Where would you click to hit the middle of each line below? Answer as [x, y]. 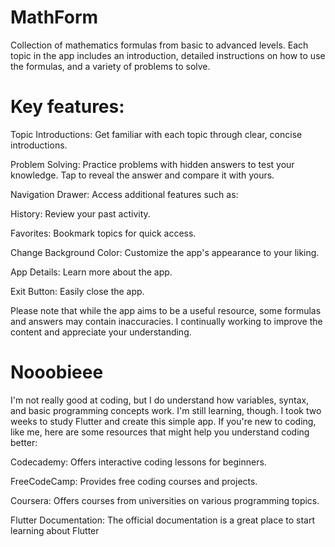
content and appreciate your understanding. [101, 332]
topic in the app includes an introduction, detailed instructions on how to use [168, 55]
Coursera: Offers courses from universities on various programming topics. [165, 500]
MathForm [54, 17]
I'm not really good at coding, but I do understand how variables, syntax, [160, 400]
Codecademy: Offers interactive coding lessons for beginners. [138, 462]
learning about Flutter [55, 530]
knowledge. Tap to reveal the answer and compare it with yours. [142, 175]
